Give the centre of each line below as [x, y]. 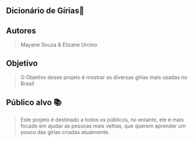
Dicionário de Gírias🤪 [45, 11]
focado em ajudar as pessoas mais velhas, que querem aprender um [103, 126]
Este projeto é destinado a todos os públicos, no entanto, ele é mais [102, 119]
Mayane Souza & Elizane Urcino [59, 45]
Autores [21, 31]
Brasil [27, 84]
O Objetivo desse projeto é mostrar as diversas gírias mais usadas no [104, 77]
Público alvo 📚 [34, 103]
